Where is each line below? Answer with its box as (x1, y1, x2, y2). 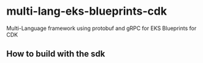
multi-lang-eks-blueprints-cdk (6, 4, 167, 18)
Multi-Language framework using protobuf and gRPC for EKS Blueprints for (6, 24, 197, 32)
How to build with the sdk (6, 49, 105, 59)
